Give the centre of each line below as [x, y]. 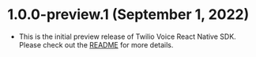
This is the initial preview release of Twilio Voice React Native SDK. [127, 36]
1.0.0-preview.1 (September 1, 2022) [128, 15]
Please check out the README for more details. [96, 44]
